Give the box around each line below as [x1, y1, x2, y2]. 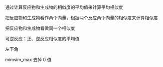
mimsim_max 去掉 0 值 [5, 57, 52, 63]
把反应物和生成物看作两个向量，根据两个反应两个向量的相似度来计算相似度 [5, 15, 158, 21]
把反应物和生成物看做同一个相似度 [5, 25, 75, 31]
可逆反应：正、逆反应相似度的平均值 [5, 36, 80, 41]
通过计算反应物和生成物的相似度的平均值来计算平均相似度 [5, 4, 123, 10]
